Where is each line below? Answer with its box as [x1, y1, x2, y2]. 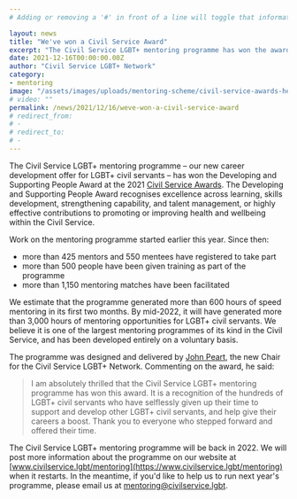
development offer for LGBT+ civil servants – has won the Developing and [9, 169, 277, 180]
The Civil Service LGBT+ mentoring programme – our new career [9, 160, 245, 171]
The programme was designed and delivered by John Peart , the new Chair [9, 351, 281, 362]
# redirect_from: [9, 112, 73, 121]
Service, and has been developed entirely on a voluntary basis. [9, 334, 239, 345]
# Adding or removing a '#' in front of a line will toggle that [9, 12, 255, 22]
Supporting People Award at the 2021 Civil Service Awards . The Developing [9, 179, 284, 190]
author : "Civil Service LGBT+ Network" [9, 62, 156, 71]
